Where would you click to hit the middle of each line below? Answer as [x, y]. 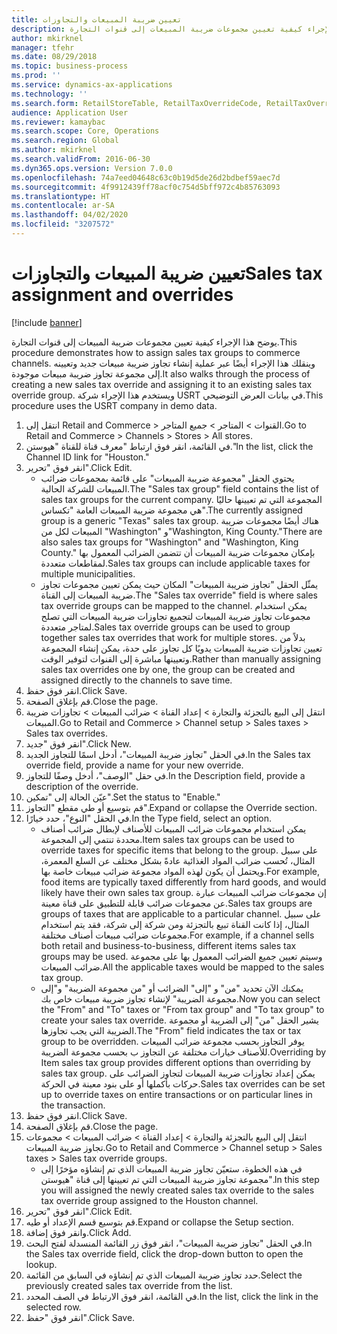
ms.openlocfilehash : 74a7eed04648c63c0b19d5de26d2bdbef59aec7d [146, 177]
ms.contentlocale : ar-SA [63, 206]
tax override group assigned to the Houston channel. [149, 1200]
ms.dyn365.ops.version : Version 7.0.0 [92, 168]
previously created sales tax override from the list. [129, 1285]
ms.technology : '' [49, 94]
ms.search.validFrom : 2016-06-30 [81, 159]
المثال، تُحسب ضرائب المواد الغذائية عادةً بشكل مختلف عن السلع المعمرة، [178, 860]
